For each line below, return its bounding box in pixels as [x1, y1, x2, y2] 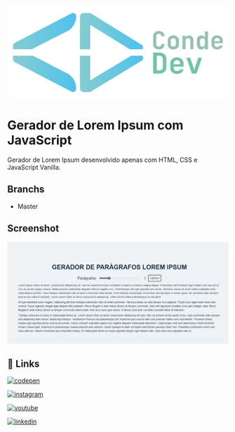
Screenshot [7, 222, 60, 234]
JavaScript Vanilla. [7, 163, 61, 172]
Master [17, 202, 39, 210]
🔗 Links [7, 357, 40, 369]
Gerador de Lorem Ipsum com [7, 117, 184, 134]
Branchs [7, 184, 45, 196]
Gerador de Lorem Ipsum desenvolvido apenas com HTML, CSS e [7, 155, 198, 164]
